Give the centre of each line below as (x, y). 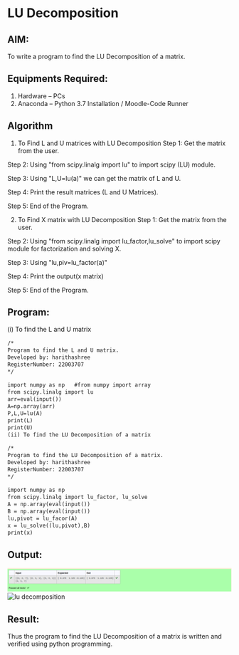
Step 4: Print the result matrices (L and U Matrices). (83, 192)
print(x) (20, 533)
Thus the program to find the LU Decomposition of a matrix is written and (115, 636)
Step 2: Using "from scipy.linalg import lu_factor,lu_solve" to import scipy (114, 241)
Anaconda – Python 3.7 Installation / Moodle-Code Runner (103, 103)
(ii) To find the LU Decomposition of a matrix (79, 435)
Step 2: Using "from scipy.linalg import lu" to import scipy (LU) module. (111, 164)
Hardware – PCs (41, 96)
